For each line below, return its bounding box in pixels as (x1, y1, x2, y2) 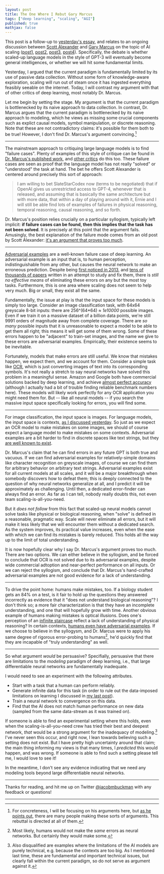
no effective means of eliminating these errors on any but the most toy (5, 277, 147, 283)
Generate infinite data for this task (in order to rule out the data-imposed (12, 688, 158, 694)
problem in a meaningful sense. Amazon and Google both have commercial (5, 374, 156, 380)
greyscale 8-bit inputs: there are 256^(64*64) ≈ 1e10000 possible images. (5, 307, 155, 313)
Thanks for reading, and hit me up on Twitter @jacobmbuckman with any (5, 784, 152, 790)
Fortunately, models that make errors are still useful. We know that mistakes (5, 353, 158, 359)
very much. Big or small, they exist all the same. (5, 287, 101, 293)
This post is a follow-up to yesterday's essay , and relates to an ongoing (5, 39, 148, 45)
